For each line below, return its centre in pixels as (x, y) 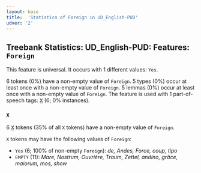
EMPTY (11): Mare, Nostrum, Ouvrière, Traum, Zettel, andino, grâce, (96, 157)
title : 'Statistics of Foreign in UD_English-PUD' (72, 17)
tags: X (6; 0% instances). (58, 100)
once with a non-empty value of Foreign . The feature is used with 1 (89, 94)
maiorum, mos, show (41, 163)
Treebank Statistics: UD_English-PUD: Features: (98, 47)
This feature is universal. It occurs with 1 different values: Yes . (82, 70)
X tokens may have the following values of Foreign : (69, 139)
